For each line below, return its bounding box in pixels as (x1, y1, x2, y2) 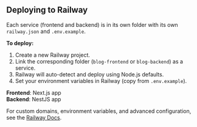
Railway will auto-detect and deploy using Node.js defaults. (15, 70, 164, 78)
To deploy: (6, 39, 34, 46)
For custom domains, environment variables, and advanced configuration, (6, 107, 192, 115)
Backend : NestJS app (6, 95, 61, 103)
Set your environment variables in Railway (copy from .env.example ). (15, 77, 187, 84)
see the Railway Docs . (6, 114, 62, 121)
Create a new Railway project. (15, 51, 90, 59)
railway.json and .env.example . (6, 27, 86, 35)
